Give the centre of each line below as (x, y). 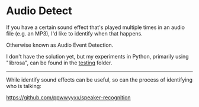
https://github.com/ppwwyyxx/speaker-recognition (69, 97)
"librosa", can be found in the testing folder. (59, 63)
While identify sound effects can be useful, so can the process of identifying (99, 80)
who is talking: (24, 86)
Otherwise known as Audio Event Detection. (60, 45)
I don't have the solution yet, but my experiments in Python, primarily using (97, 56)
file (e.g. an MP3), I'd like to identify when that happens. (75, 33)
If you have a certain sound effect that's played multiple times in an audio (96, 27)
